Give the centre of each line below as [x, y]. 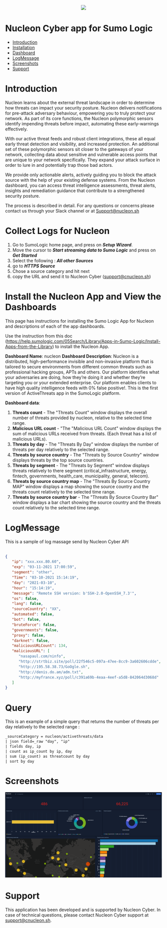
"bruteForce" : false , [34, 625]
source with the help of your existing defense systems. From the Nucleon [80, 180]
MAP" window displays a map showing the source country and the [81, 486]
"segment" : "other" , [33, 573]
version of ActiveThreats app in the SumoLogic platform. [63, 393]
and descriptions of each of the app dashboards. [55, 326]
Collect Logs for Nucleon [57, 231]
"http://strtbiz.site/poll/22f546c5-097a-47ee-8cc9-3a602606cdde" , [90, 662]
